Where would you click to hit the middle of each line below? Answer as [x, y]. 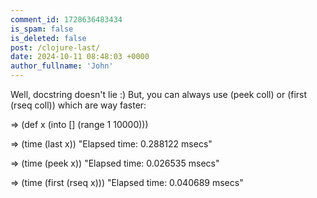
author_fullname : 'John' [62, 66]
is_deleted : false [48, 38]
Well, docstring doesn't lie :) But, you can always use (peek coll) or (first [159, 94]
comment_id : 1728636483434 [66, 19]
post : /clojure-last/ [55, 47]
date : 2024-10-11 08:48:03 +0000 [80, 57]
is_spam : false [42, 29]
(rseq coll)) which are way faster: [78, 105]
